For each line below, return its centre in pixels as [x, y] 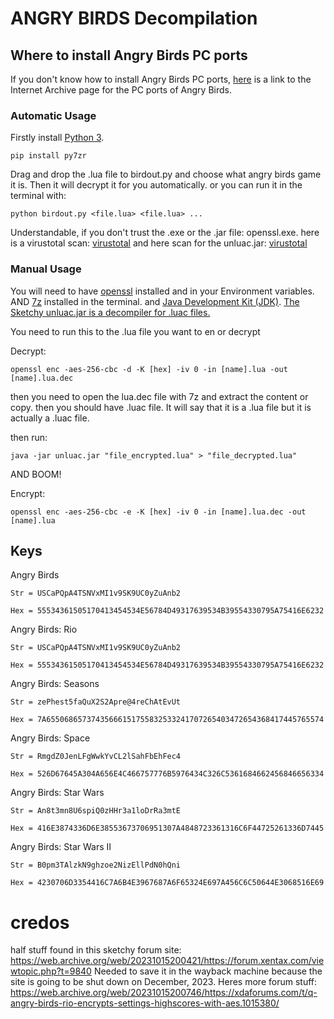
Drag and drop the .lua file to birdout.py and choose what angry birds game [166, 174]
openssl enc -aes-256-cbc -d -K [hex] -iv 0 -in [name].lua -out [149, 369]
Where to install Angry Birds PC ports [129, 55]
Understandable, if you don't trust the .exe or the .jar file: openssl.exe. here [165, 233]
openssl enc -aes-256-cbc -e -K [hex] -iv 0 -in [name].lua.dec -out [158, 512]
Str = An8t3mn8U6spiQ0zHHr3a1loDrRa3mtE [96, 811]
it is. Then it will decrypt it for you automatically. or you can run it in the [156, 185]
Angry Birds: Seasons [55, 684]
